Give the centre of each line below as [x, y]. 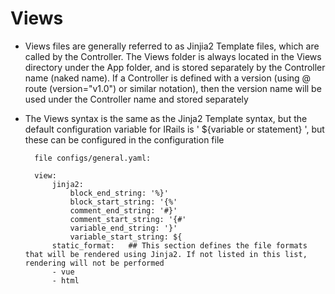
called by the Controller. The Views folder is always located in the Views [173, 56]
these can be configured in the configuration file [124, 139]
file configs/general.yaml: [93, 158]
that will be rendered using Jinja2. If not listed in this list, [166, 254]
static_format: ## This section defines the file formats [179, 245]
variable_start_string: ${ [126, 237]
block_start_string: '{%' [123, 202]
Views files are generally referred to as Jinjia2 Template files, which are [172, 46]
